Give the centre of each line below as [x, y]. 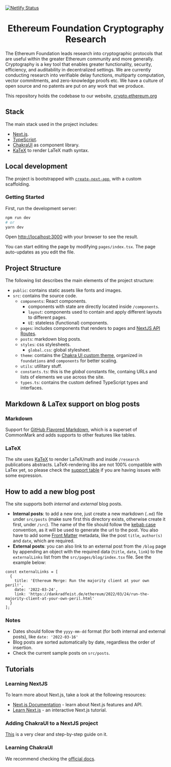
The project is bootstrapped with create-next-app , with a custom [74, 178]
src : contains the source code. [45, 296]
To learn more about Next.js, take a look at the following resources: [76, 695]
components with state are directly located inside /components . [94, 306]
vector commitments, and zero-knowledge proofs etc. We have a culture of [84, 80]
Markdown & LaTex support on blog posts [73, 404]
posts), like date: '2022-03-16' [45, 637]
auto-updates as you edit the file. [40, 252]
